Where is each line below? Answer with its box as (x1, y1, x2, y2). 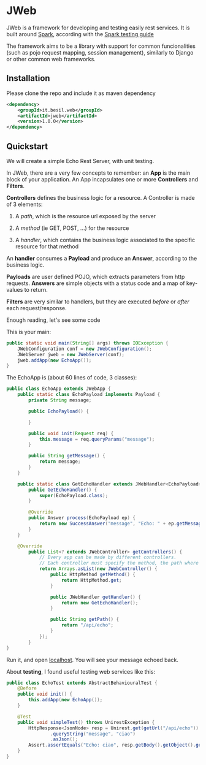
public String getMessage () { (28, 453, 105, 459)
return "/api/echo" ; (61, 622, 114, 628)
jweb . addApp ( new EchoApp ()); (17, 357, 92, 363)
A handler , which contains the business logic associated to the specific (15, 236, 196, 243)
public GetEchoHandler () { (28, 487, 97, 493)
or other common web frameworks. (6, 55, 96, 63)
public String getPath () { (50, 617, 120, 623)
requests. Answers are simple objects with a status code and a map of (6, 280, 185, 287)
